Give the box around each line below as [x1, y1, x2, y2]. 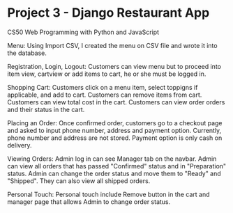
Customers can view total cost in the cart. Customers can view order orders [7, 97, 225, 106]
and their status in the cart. [7, 105, 85, 113]
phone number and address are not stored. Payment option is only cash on [7, 134, 223, 142]
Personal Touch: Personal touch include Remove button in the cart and [7, 190, 211, 198]
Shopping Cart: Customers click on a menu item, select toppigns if [7, 83, 198, 91]
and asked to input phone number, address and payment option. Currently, [7, 126, 222, 134]
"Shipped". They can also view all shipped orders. [7, 176, 151, 185]
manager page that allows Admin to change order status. [7, 197, 171, 206]
